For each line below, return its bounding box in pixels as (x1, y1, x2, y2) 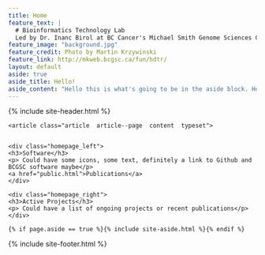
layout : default (8, 63, 62, 71)
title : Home (8, 11, 47, 20)
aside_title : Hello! (8, 77, 77, 85)
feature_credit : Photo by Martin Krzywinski (8, 48, 157, 56)
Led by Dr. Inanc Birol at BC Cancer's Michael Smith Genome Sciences (15, 33, 252, 42)
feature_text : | (8, 19, 62, 27)
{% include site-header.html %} (8, 107, 111, 116)
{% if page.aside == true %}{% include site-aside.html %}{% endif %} (8, 226, 245, 234)
